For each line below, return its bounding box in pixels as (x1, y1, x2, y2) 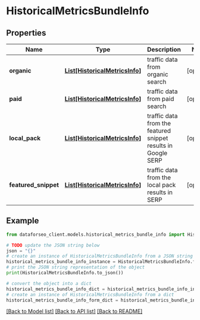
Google (146, 149, 168, 157)
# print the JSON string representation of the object (6, 264, 145, 271)
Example (6, 216, 39, 226)
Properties (6, 28, 46, 38)
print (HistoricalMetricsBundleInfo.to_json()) (6, 270, 124, 276)
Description (146, 46, 182, 53)
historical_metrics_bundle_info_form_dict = (6, 297, 118, 303)
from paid (146, 95, 174, 103)
